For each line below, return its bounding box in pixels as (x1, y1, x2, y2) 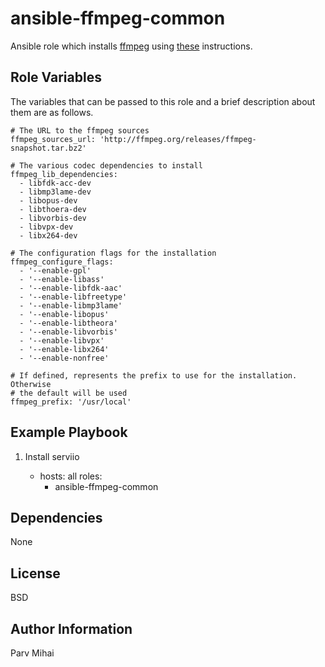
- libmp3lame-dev (19, 187, 92, 197)
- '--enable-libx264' (19, 344, 110, 354)
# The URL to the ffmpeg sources (10, 125, 150, 136)
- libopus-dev (19, 195, 78, 206)
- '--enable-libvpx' (19, 335, 105, 346)
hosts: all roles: (39, 470, 103, 482)
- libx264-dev (19, 230, 78, 241)
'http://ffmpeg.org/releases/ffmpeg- (99, 134, 257, 144)
